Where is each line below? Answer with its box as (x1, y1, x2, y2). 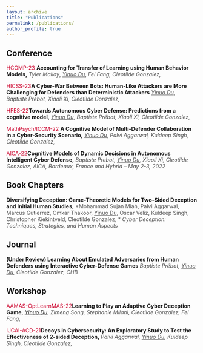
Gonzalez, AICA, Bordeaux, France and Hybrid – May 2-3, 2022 (6, 163, 165, 170)
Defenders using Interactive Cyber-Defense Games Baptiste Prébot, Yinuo (6, 262, 196, 269)
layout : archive (6, 8, 47, 15)
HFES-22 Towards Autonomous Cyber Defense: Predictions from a (6, 107, 176, 114)
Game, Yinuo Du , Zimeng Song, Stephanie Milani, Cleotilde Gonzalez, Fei (6, 308, 189, 315)
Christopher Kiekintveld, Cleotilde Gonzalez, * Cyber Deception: (6, 216, 167, 223)
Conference (6, 48, 53, 58)
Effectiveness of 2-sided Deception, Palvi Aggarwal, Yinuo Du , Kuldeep (6, 333, 188, 340)
